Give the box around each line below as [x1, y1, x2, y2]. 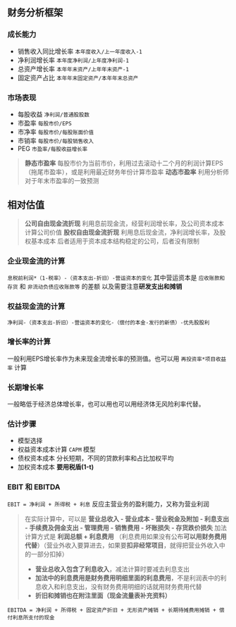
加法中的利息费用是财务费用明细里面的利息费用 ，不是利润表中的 [35, 573, 221, 582]
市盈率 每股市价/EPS [17, 118, 72, 127]
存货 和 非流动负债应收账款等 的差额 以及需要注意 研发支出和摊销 [7, 283, 182, 291]
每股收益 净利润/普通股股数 [17, 110, 90, 118]
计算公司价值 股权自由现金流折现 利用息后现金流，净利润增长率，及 [24, 228, 220, 236]
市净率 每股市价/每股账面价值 [17, 128, 94, 136]
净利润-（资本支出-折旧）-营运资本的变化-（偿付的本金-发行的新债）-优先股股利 [7, 319, 210, 326]
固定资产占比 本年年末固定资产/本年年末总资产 [17, 73, 139, 82]
